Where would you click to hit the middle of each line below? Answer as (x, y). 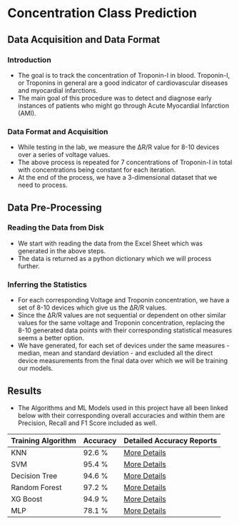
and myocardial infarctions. (58, 90)
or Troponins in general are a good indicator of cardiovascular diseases (123, 83)
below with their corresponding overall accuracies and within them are (121, 415)
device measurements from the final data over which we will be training (123, 361)
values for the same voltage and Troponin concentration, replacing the (121, 323)
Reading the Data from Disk (56, 228)
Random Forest (36, 487)
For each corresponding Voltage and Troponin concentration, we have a (123, 300)
